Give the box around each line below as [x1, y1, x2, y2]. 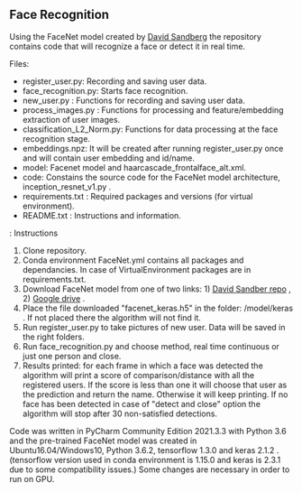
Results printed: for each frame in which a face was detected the [22, 360, 263, 371]
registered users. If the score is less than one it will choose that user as [22, 379, 288, 390]
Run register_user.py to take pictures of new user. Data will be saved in [22, 321, 286, 332]
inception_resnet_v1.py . [22, 181, 112, 192]
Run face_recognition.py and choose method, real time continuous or [22, 340, 279, 351]
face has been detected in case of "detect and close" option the [22, 398, 261, 409]
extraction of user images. [22, 114, 121, 125]
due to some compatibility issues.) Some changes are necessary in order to [9, 464, 290, 475]
